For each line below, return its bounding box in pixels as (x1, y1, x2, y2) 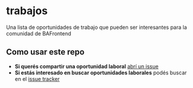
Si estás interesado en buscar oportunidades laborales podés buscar (14, 69, 187, 76)
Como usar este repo (6, 47, 84, 57)
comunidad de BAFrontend (6, 30, 72, 37)
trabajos (6, 4, 48, 18)
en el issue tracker (14, 75, 60, 82)
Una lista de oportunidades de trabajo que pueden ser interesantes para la (6, 24, 187, 31)
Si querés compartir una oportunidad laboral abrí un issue (14, 63, 159, 70)
